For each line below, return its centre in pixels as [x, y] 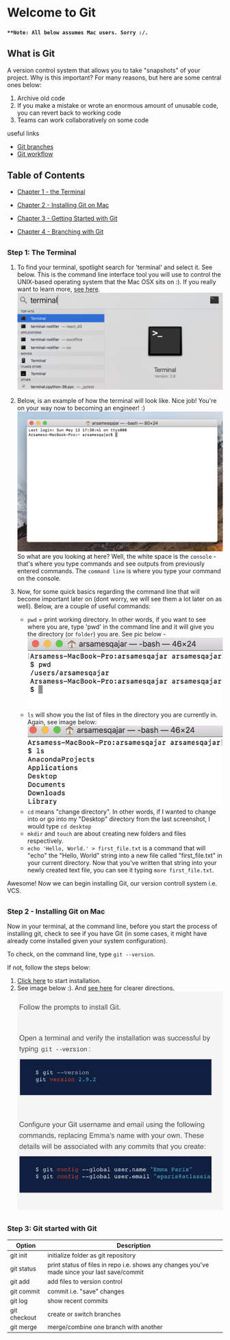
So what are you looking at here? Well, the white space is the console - [117, 557]
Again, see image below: [62, 722]
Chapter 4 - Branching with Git [60, 232]
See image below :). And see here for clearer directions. [96, 988]
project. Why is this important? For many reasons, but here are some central [114, 78]
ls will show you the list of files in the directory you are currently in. [122, 715]
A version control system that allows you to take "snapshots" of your [104, 70]
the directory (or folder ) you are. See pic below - [97, 634]
